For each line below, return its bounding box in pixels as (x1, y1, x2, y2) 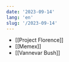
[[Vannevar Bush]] (14, 49, 61, 57)
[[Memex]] (14, 43, 41, 50)
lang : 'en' (6, 14, 34, 20)
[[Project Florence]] (14, 37, 64, 44)
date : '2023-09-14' (6, 8, 55, 15)
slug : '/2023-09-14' (6, 20, 58, 26)
